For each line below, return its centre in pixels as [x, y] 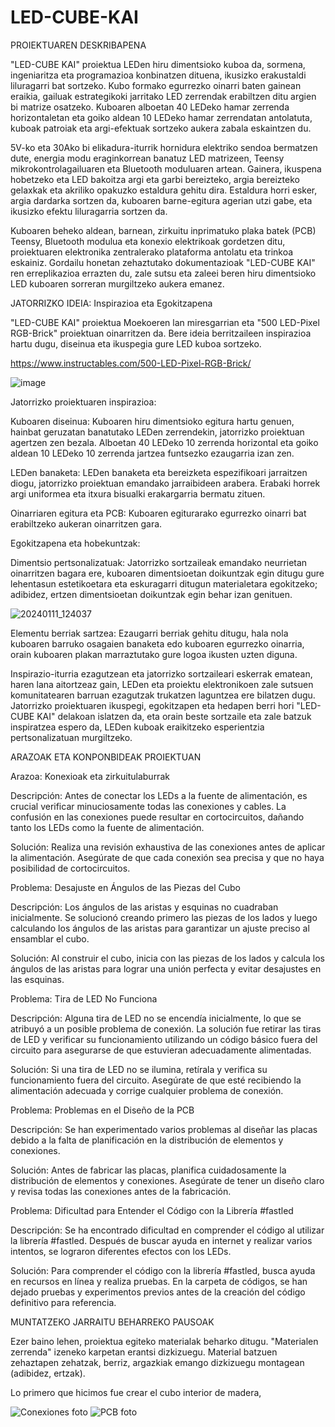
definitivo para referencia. [63, 1302]
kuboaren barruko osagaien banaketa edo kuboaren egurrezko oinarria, [157, 643]
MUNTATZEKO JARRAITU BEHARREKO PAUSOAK [112, 1322]
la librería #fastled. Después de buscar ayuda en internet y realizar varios [161, 1240]
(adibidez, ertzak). [48, 1373]
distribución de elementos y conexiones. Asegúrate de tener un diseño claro [167, 1180]
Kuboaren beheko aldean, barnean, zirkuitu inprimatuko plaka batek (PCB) [163, 230]
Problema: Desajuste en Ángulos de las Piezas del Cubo [125, 887]
